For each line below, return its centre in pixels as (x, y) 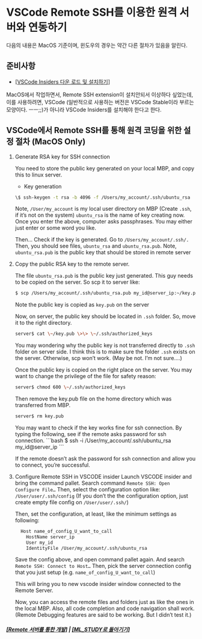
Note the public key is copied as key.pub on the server (82, 305)
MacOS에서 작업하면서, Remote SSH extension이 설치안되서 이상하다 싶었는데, (100, 95)
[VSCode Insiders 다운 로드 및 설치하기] (62, 81)
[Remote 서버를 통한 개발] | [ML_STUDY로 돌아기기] (68, 629)
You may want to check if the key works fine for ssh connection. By (98, 428)
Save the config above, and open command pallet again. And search (99, 560)
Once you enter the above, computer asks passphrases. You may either (103, 222)
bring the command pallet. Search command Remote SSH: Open (92, 483)
